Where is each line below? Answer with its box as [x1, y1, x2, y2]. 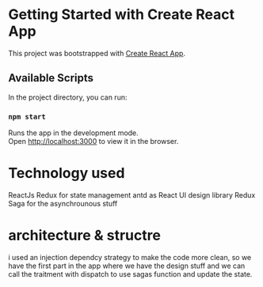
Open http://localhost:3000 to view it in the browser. [8, 137, 179, 146]
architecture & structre [8, 227, 161, 244]
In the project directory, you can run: [8, 93, 128, 102]
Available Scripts [8, 71, 93, 85]
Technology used [8, 164, 125, 183]
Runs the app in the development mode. [8, 128, 139, 138]
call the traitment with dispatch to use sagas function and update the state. [8, 269, 253, 278]
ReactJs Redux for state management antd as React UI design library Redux [8, 190, 256, 199]
